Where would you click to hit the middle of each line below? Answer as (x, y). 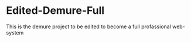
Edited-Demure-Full (55, 11)
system (15, 32)
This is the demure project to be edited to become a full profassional (89, 26)
